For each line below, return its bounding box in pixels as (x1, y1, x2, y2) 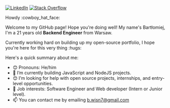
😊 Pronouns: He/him (12, 65, 57, 70)
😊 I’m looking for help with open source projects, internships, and (12, 75, 151, 81)
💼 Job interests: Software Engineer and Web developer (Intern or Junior (12, 86, 163, 92)
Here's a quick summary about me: (5, 55, 79, 61)
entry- (151, 75, 165, 81)
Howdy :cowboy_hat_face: (5, 15, 60, 20)
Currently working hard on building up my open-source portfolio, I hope (5, 39, 155, 45)
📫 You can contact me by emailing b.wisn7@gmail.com (12, 97, 129, 103)
